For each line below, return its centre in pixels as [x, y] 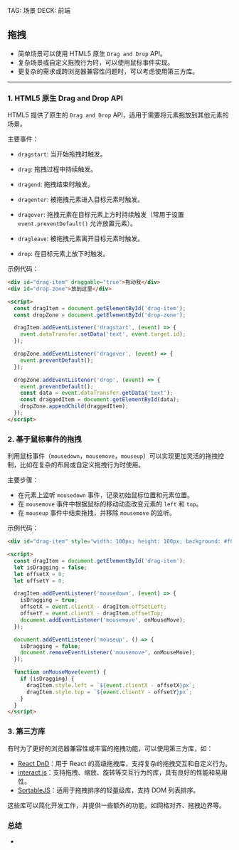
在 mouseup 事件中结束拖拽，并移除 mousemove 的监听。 [97, 513]
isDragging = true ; [49, 600]
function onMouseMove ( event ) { [60, 672]
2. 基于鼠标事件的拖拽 [44, 439]
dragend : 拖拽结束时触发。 [55, 184]
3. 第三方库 [26, 731]
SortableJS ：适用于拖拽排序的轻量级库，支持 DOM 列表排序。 [108, 790]
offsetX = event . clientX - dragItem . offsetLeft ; [94, 607]
